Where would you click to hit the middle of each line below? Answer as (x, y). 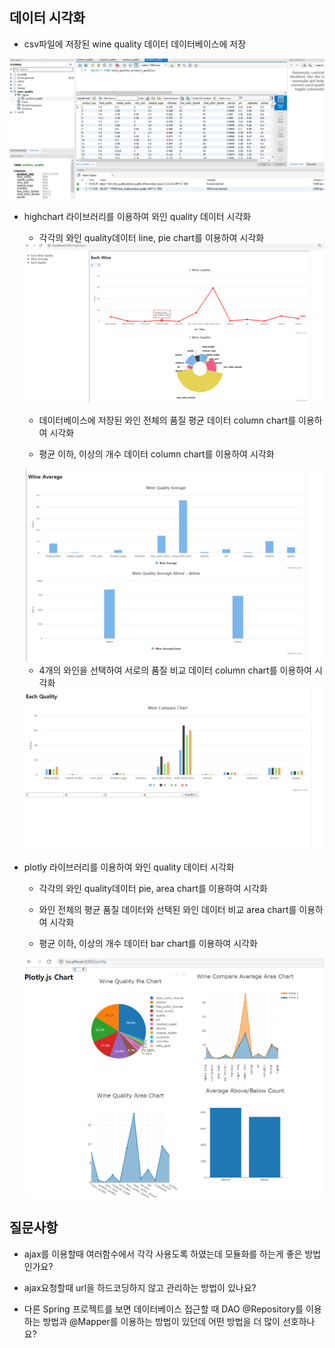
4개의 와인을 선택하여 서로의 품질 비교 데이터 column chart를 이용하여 (175, 670)
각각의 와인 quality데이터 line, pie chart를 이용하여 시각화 (151, 238)
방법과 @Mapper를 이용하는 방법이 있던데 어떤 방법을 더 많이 (161, 1321)
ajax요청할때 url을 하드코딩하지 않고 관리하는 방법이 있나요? (140, 1287)
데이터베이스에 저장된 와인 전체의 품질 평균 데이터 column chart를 (167, 420)
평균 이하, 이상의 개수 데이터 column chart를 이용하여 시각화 (156, 454)
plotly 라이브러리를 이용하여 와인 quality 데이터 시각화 (129, 867)
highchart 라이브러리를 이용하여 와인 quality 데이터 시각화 (137, 217)
